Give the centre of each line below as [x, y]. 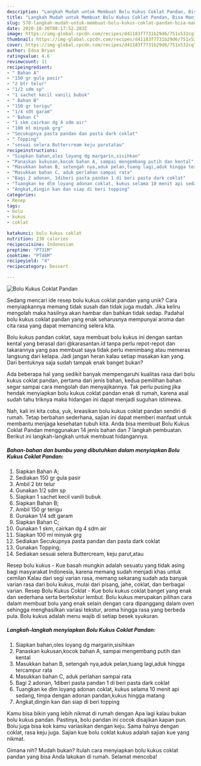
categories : [21, 194]
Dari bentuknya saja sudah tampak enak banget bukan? [75, 362]
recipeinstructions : [33, 150]
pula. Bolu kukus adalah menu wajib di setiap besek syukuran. [83, 616]
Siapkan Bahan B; [37, 503]
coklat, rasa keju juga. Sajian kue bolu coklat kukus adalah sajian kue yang [98, 732]
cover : [15, 45]
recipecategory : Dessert [38, 267]
